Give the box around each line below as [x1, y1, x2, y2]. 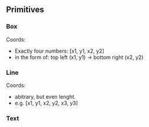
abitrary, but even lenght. [14, 93, 76, 100]
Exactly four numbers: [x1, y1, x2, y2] [14, 47, 105, 54]
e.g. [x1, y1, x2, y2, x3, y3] [14, 99, 78, 106]
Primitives [6, 5, 44, 15]
